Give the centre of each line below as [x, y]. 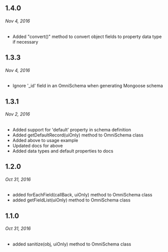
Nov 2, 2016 [18, 114]
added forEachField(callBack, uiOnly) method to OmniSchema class [82, 195]
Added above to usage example [45, 140]
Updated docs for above [38, 145]
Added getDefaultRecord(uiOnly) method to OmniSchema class [78, 135]
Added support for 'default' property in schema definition [72, 129]
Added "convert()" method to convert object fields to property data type [87, 36]
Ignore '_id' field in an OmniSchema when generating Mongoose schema [88, 86]
